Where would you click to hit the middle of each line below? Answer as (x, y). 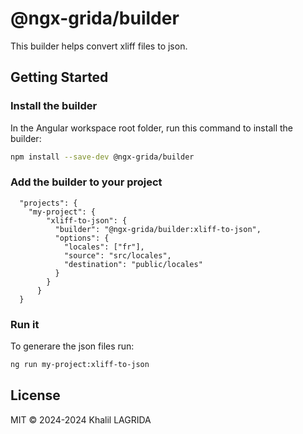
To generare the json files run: (72, 346)
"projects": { (48, 203)
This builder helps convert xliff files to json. (99, 46)
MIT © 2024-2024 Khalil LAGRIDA (81, 419)
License (35, 395)
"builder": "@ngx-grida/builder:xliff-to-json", (158, 229)
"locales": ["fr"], (104, 247)
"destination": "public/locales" (133, 264)
